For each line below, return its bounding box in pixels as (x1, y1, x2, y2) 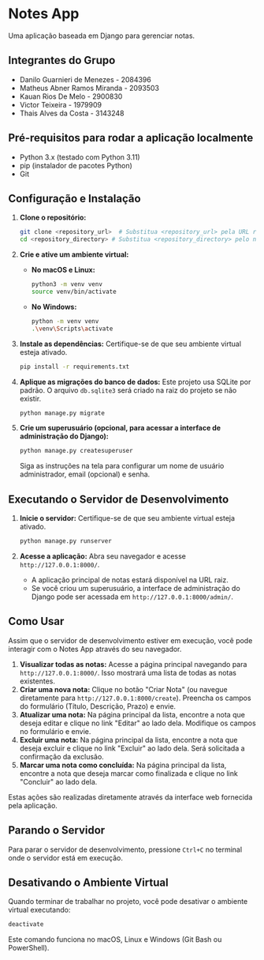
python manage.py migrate (19, 408, 105, 417)
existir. (19, 393, 42, 403)
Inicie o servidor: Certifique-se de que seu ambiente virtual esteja (19, 514, 235, 523)
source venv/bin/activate (31, 288, 117, 296)
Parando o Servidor (8, 823, 106, 838)
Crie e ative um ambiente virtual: (19, 250, 129, 259)
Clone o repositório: (19, 213, 87, 222)
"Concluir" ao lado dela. (19, 777, 98, 786)
